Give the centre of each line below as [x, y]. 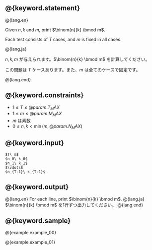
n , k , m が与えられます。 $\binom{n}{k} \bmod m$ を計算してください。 [77, 59]
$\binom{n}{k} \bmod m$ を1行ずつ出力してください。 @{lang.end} [74, 205]
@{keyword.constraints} [44, 95]
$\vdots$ [14, 167]
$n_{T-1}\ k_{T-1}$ [25, 172]
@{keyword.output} [37, 187]
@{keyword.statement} [43, 8]
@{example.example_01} [30, 242]
